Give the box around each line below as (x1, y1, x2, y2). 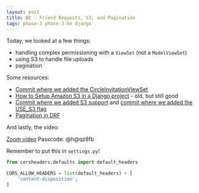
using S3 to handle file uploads (15, 56, 94, 63)
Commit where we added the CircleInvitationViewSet (15, 86, 148, 93)
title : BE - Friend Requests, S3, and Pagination (6, 15, 136, 21)
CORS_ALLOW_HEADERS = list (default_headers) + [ (6, 170, 133, 176)
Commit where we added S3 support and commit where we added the (15, 99, 193, 106)
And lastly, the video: (6, 124, 59, 131)
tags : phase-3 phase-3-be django (6, 20, 92, 26)
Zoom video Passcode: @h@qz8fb (6, 135, 94, 143)
